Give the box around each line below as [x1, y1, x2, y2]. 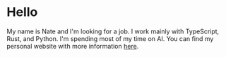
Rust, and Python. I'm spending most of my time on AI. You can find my [6, 34, 214, 42]
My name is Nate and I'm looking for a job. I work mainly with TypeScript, [6, 27, 220, 35]
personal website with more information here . [6, 42, 139, 50]
